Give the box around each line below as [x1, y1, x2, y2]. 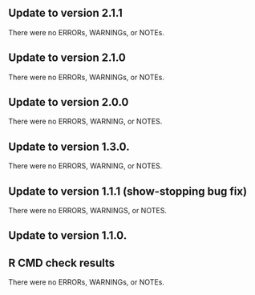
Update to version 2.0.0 [8, 95, 129, 109]
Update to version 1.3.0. [8, 139, 130, 153]
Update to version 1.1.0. [8, 228, 127, 243]
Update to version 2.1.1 [8, 6, 123, 20]
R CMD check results [8, 256, 115, 269]
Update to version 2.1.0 [8, 51, 126, 65]
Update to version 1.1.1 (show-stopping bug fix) [8, 184, 247, 198]
